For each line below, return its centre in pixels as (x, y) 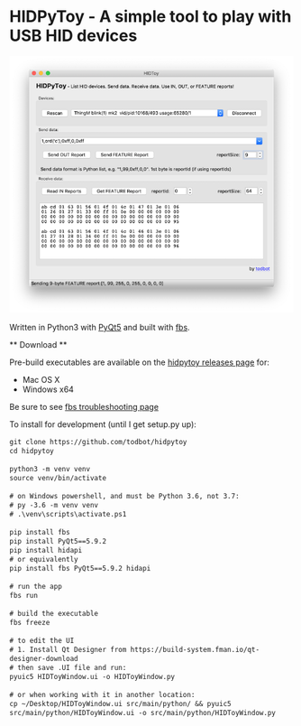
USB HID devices (73, 36)
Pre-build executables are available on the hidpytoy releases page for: (140, 362)
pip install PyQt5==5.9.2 (58, 542)
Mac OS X (41, 380)
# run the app (36, 587)
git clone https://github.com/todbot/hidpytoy (98, 442)
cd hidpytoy (32, 451)
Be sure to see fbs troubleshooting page (84, 407)
